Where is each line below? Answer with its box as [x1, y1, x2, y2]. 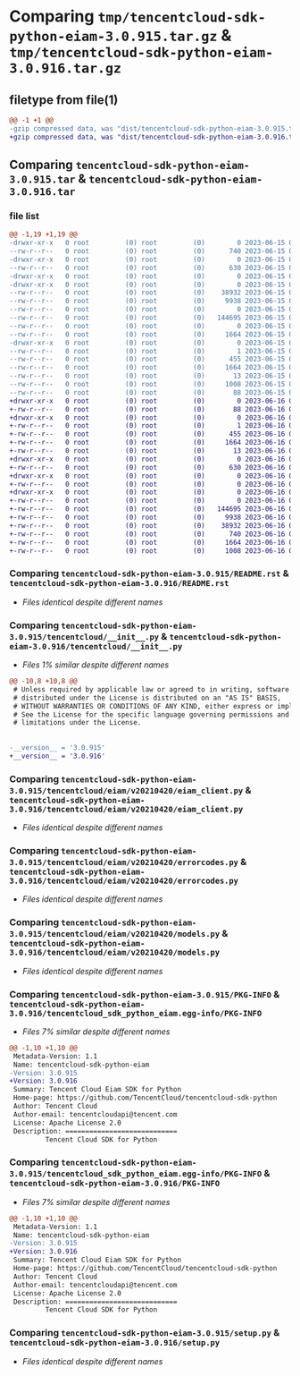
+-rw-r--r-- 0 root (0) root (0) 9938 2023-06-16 [9, 513, 286, 522]
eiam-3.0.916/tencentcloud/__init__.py [9, 641, 183, 651]
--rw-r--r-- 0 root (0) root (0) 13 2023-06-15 [9, 371, 286, 381]
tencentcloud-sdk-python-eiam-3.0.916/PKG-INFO [9, 1178, 221, 1189]
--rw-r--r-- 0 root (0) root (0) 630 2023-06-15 [9, 263, 286, 272]
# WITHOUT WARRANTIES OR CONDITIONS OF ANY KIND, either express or [12, 701, 274, 710]
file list [9, 209, 40, 222]
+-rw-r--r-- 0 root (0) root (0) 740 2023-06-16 [9, 530, 286, 539]
